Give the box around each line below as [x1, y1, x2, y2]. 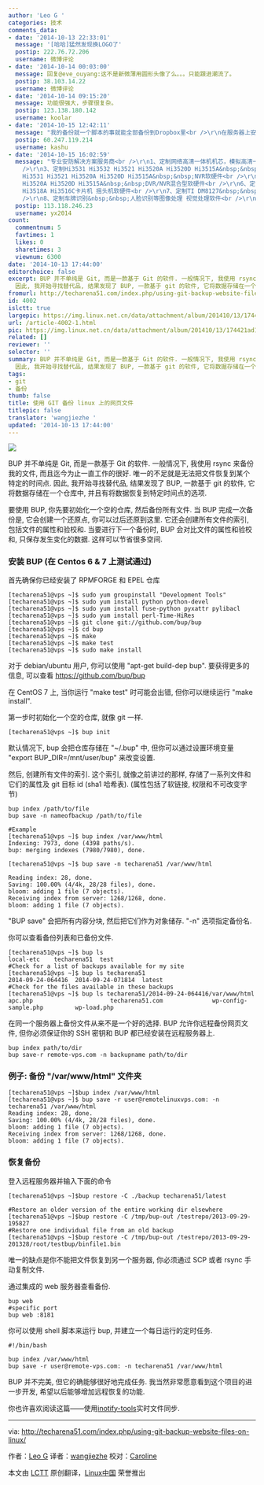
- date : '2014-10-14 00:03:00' [8, 63, 111, 71]
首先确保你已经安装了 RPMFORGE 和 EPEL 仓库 [8, 575, 160, 585]
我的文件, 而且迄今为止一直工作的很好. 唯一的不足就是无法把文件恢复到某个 [8, 468, 250, 478]
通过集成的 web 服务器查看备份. [8, 1281, 111, 1291]
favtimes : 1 [15, 231, 55, 239]
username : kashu [15, 143, 68, 151]
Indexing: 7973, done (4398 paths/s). [8, 839, 135, 847]
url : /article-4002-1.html [8, 319, 97, 327]
